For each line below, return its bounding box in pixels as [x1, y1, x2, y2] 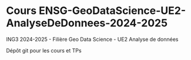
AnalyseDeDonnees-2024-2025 [6, 16, 168, 30]
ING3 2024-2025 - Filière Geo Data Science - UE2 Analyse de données [6, 36, 179, 43]
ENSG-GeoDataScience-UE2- [39, 4, 186, 17]
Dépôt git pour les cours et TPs [6, 47, 82, 54]
